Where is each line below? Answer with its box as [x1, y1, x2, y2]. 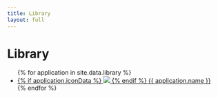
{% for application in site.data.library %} [17, 69, 132, 77]
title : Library [7, 10, 51, 17]
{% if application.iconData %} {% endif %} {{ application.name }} [17, 77, 212, 85]
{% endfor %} [17, 84, 57, 93]
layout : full [7, 16, 45, 23]
